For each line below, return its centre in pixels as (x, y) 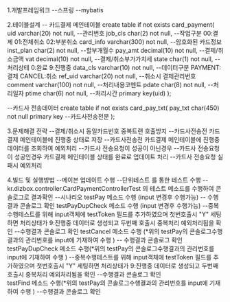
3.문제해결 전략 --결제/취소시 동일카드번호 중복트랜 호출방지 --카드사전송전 (107, 131)
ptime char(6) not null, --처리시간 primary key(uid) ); (98, 93)
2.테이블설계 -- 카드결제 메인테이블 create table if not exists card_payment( (111, 25)
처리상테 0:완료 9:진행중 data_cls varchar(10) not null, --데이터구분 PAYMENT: (114, 68)
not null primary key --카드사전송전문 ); (61, 116)
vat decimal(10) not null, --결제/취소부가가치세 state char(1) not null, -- (123, 59)
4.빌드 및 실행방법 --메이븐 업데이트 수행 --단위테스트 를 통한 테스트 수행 (104, 180)
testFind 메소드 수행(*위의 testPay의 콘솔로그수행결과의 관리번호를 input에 (107, 283)
